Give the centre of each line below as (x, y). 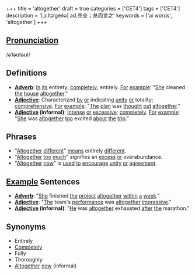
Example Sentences (43, 181)
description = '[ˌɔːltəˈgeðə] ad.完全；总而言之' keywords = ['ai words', (89, 15)
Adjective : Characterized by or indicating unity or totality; (84, 100)
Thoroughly (28, 260)
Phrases (21, 137)
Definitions (27, 73)
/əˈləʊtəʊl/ (18, 55)
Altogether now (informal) (46, 266)
